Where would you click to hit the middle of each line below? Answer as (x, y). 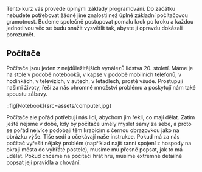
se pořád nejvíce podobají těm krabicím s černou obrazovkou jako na (93, 130)
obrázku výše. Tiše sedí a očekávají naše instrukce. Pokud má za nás (93, 136)
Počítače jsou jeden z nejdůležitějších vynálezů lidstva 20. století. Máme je (100, 68)
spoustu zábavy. (27, 94)
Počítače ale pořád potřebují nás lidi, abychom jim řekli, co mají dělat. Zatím (101, 117)
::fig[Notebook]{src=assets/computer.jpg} (59, 105)
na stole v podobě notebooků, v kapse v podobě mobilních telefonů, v (94, 74)
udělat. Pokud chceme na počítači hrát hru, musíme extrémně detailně (94, 156)
